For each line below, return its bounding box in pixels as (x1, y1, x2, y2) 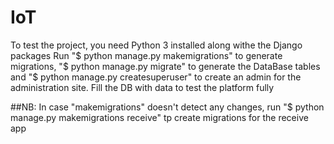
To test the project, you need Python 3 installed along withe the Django (10, 39, 303, 51)
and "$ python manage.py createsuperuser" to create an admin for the (10, 71, 302, 83)
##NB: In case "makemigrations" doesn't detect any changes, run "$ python (10, 101, 325, 113)
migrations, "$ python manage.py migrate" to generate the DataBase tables (10, 60, 321, 72)
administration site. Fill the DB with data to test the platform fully (10, 81, 275, 93)
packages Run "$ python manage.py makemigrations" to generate (10, 49, 283, 61)
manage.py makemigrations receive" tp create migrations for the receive (10, 111, 309, 123)
